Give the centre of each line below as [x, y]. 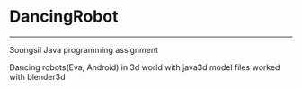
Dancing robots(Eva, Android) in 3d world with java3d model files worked [145, 67]
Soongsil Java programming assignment [84, 49]
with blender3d [37, 76]
